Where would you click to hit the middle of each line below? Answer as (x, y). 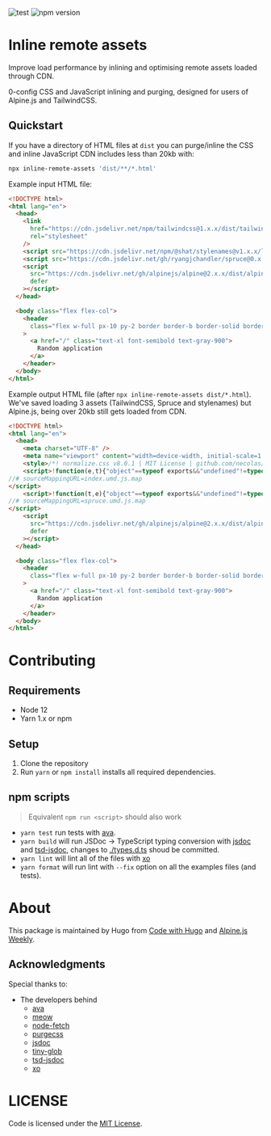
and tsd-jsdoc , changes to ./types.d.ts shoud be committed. (120, 849)
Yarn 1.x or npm (46, 718)
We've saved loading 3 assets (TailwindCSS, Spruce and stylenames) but (130, 402)
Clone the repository (54, 764)
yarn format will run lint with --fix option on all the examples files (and (138, 867)
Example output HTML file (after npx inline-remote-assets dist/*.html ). (130, 394)
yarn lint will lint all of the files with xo (85, 858)
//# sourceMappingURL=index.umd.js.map (75, 478)
